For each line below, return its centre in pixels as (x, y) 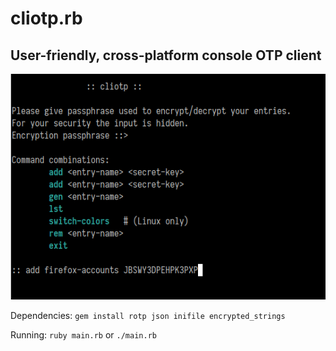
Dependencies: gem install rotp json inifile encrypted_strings (148, 315)
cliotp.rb (46, 18)
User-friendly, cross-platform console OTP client (166, 55)
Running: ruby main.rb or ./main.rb (83, 334)
